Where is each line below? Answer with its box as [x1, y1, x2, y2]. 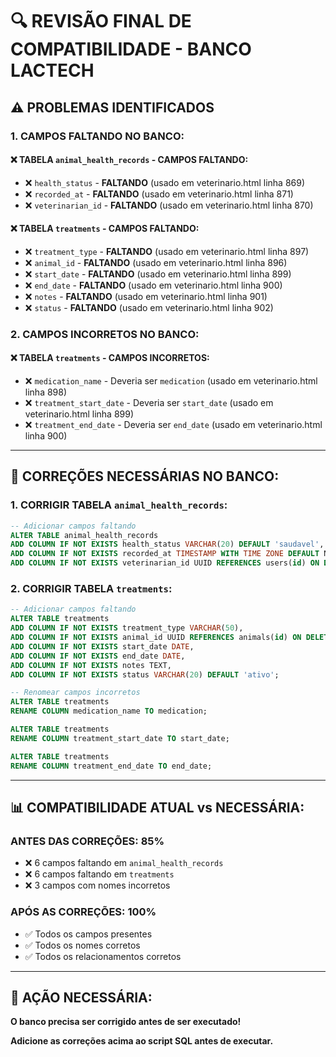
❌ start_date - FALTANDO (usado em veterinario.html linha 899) [24, 268, 292, 280]
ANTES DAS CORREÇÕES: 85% [10, 834, 165, 848]
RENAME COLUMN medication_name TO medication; [10, 706, 208, 717]
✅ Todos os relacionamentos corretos [24, 950, 182, 962]
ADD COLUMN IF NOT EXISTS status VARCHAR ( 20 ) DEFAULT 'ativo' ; [10, 669, 280, 680]
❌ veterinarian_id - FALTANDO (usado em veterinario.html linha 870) [24, 199, 314, 211]
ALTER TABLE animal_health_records [10, 530, 159, 540]
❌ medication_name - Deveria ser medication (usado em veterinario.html [24, 375, 318, 387]
